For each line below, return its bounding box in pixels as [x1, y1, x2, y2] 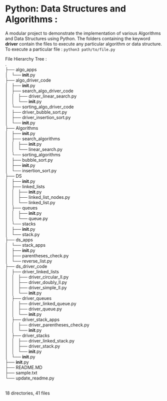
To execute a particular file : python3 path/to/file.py [5, 46, 115, 52]
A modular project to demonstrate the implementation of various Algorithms [5, 30, 161, 36]
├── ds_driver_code [5, 263, 47, 269]
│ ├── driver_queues [5, 295, 51, 301]
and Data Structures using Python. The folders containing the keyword [5, 36, 150, 42]
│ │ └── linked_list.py [5, 199, 55, 205]
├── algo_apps [5, 66, 37, 73]
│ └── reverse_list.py [5, 258, 52, 264]
